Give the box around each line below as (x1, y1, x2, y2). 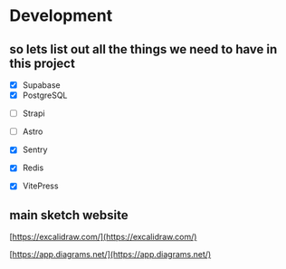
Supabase (22, 80, 61, 91)
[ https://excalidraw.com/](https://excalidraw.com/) (9, 232, 197, 243)
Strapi (22, 108, 45, 119)
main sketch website (9, 207, 129, 223)
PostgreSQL (22, 90, 68, 101)
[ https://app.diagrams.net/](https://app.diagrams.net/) (9, 249, 212, 260)
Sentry (22, 144, 48, 155)
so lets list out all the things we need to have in (9, 42, 278, 57)
